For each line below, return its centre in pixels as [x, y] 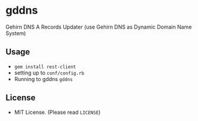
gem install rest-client [45, 67]
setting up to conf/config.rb [49, 73]
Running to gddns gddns [43, 79]
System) [16, 33]
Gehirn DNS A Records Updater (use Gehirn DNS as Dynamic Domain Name [99, 27]
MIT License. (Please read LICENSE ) [57, 112]
